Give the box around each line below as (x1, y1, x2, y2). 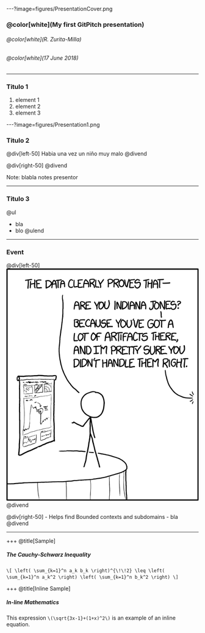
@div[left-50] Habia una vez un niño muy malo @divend (6, 150, 148, 157)
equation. (6, 620, 31, 628)
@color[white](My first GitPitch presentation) (6, 20, 145, 29)
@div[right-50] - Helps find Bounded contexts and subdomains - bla (6, 513, 178, 520)
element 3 (15, 109, 41, 116)
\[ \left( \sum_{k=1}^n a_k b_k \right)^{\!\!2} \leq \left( (6, 567, 165, 574)
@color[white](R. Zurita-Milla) (6, 35, 82, 43)
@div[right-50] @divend (6, 162, 68, 170)
